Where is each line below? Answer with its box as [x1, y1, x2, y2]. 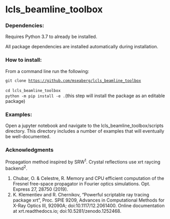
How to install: [5, 57, 42, 64]
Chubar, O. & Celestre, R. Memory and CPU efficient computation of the [12, 175, 164, 181]
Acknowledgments [5, 147, 54, 153]
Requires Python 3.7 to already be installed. [5, 33, 98, 40]
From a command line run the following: [5, 68, 89, 74]
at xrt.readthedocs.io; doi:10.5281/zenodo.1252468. [12, 208, 122, 214]
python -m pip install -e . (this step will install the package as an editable [5, 93, 165, 99]
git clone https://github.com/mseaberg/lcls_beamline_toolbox [5, 78, 141, 83]
